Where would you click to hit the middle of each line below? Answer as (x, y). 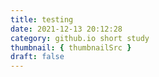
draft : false (37, 57)
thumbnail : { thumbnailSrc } (71, 47)
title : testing (42, 19)
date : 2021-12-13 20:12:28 (66, 29)
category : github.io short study (80, 38)
